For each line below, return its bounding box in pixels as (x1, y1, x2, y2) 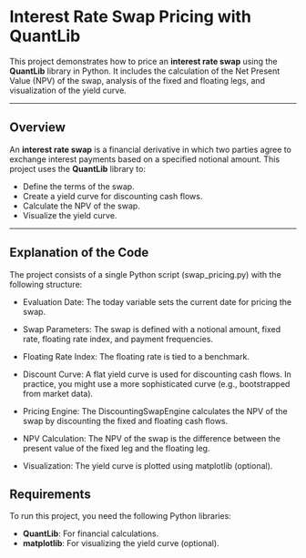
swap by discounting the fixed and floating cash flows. (22, 415, 229, 426)
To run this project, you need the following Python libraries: (9, 511, 232, 522)
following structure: (9, 279, 83, 289)
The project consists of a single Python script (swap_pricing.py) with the (9, 269, 282, 279)
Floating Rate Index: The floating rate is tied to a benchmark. (22, 350, 250, 361)
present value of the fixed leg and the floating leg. (22, 442, 210, 453)
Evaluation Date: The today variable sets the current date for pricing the (22, 296, 292, 307)
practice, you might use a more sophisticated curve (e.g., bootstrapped (22, 378, 291, 389)
